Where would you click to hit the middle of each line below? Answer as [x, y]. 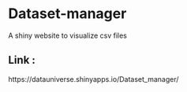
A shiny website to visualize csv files [68, 35]
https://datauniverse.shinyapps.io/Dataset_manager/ [93, 79]
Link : [22, 60]
